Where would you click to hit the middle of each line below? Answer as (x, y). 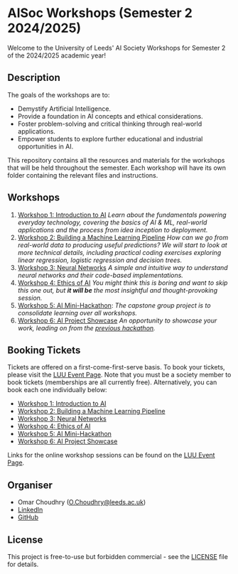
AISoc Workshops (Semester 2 (100, 13)
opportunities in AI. (45, 146)
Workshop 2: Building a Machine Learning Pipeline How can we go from (123, 237)
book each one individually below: (58, 390)
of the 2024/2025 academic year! (57, 55)
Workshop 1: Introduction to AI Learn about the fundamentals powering (122, 215)
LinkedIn (30, 510)
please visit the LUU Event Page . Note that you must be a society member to (119, 375)
